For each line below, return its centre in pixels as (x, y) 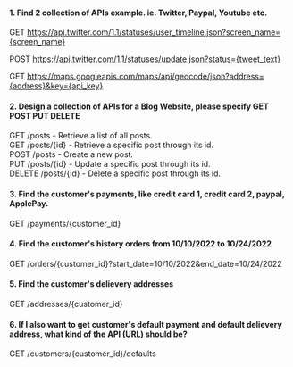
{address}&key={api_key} (56, 86)
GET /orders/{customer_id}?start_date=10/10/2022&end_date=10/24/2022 (146, 263)
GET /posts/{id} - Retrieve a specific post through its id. (112, 145)
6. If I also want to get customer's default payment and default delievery (146, 324)
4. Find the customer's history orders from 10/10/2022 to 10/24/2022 (141, 244)
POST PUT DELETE (45, 115)
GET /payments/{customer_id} (65, 223)
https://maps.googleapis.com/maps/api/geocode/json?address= (146, 77)
